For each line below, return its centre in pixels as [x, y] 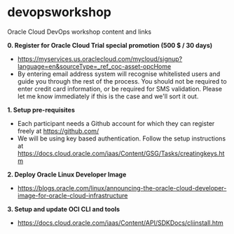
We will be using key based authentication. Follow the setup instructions [122, 138]
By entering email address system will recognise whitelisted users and [119, 74]
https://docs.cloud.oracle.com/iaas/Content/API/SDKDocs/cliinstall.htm [120, 223]
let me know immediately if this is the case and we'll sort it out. [108, 96]
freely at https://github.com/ [58, 131]
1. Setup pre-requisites [41, 110]
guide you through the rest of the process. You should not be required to [122, 81]
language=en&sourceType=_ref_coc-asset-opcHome [94, 66]
